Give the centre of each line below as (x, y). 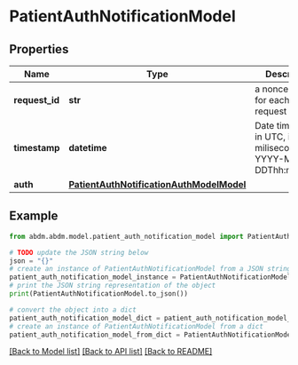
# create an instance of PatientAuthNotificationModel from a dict (137, 326)
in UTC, (270, 137)
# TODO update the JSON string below (79, 252)
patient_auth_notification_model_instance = (93, 277)
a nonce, (272, 89)
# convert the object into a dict (73, 309)
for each (272, 100)
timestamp (37, 148)
